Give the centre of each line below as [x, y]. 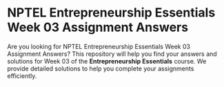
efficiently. [22, 76]
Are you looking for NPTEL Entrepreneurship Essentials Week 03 [99, 46]
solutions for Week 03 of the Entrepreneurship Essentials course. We [107, 61]
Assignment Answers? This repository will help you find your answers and [112, 54]
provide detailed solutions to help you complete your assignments [101, 68]
